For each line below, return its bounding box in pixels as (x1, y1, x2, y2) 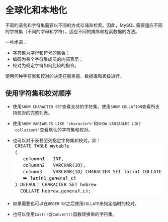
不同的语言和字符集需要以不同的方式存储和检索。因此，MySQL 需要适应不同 (5, 22, 163, 28)
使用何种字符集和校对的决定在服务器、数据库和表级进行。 (5, 73, 124, 79)
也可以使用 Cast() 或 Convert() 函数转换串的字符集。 (12, 211, 117, 217)
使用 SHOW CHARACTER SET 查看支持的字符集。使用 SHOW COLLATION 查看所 (12, 103, 155, 109)
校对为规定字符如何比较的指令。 (12, 62, 79, 68)
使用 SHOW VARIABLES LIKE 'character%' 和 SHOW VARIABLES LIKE (12, 120, 141, 126)
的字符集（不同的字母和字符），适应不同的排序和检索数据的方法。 (5, 28, 140, 34)
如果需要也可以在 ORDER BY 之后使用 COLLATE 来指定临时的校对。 (12, 200, 139, 206)
